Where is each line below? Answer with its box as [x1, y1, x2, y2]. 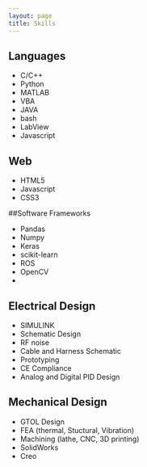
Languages [8, 49, 66, 63]
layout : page [8, 11, 52, 20]
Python [19, 79, 44, 89]
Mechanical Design [8, 395, 107, 409]
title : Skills [8, 19, 57, 27]
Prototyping [19, 355, 60, 364]
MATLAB [19, 88, 50, 98]
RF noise [19, 337, 50, 347]
